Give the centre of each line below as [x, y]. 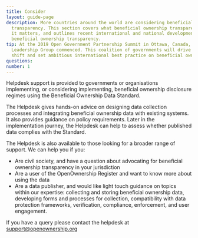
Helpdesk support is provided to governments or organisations [82, 83]
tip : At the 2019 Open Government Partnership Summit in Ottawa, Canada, [99, 45]
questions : [19, 61]
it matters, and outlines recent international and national [88, 34]
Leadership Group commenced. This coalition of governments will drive [101, 50]
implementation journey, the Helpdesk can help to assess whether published [99, 126]
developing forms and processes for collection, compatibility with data [100, 199]
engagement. [31, 211]
